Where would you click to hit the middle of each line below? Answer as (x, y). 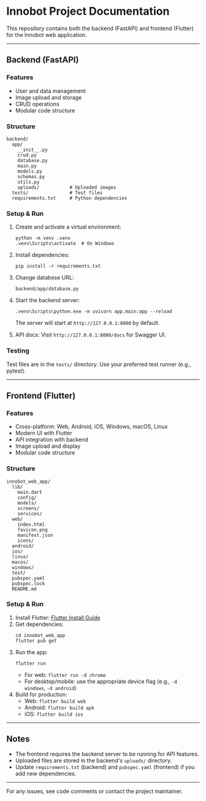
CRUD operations (37, 104)
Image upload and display (48, 446)
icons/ (26, 541)
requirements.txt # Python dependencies (70, 198)
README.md (24, 589)
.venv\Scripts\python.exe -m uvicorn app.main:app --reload (93, 311)
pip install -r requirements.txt (58, 266)
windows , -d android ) (50, 688)
